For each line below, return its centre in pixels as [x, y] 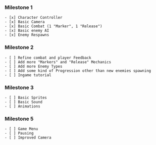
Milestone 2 [19, 48]
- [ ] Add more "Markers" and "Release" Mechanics [58, 62]
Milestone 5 [19, 119]
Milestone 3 [19, 87]
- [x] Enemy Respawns [27, 35]
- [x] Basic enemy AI [27, 31]
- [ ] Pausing [19, 133]
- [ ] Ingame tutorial [28, 75]
